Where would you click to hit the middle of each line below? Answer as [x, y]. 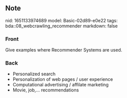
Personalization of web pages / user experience [63, 79]
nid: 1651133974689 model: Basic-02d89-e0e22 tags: [61, 20]
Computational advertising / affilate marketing [60, 85]
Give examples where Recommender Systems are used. [64, 50]
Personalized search [34, 74]
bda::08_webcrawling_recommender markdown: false [61, 26]
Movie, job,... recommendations [46, 90]
